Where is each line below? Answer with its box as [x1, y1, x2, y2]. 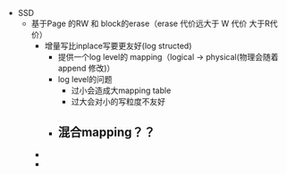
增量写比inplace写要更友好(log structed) [44, 40, 192, 51]
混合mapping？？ [57, 125, 156, 140]
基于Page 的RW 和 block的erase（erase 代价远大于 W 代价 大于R [30, 18, 271, 29]
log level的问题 [57, 74, 113, 84]
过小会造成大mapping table [71, 85, 172, 96]
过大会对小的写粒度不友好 [71, 96, 165, 106]
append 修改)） [57, 62, 115, 73]
